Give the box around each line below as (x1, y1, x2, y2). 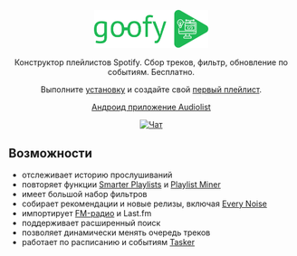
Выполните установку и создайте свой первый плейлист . (40, 84, 263, 95)
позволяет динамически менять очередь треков (21, 227, 211, 238)
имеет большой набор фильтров (21, 189, 148, 200)
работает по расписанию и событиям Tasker (21, 237, 196, 248)
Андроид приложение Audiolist (91, 101, 212, 113)
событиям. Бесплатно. (107, 67, 196, 78)
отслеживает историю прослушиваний (21, 169, 173, 181)
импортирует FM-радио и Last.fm (21, 208, 152, 219)
